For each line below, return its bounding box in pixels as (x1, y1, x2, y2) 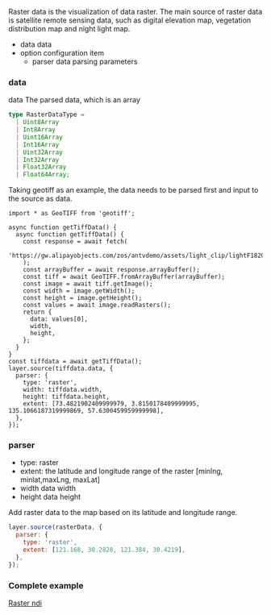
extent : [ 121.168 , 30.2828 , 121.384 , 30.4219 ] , (23, 546, 186, 555)
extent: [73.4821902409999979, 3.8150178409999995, (23, 400, 200, 408)
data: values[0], (29, 315, 89, 323)
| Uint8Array (15, 118, 60, 127)
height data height (19, 492, 81, 502)
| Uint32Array (15, 148, 63, 156)
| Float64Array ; (15, 171, 70, 179)
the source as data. (8, 193, 73, 204)
